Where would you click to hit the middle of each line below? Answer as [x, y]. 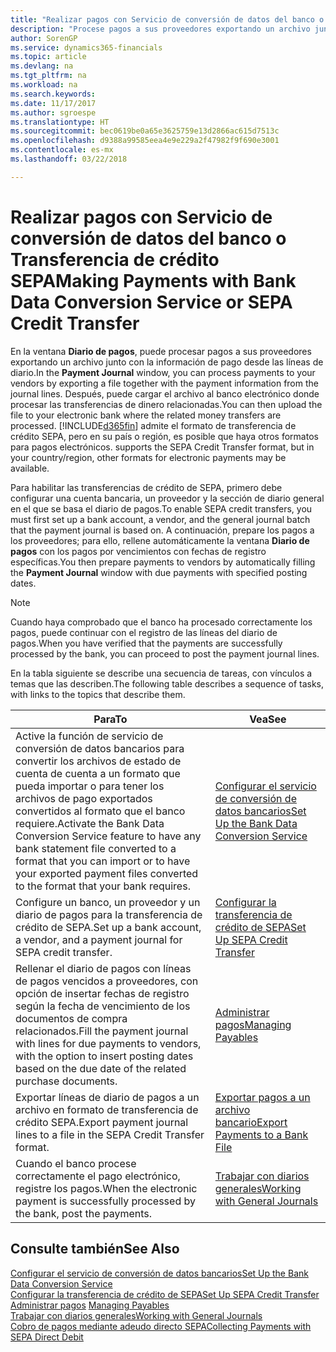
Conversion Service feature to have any [108, 836]
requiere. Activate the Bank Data [90, 823]
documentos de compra [71, 1018]
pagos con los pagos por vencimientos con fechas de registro [138, 551]
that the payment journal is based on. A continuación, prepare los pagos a [162, 530]
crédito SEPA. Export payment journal [102, 1122]
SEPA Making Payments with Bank [153, 280]
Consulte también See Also [95, 1249]
